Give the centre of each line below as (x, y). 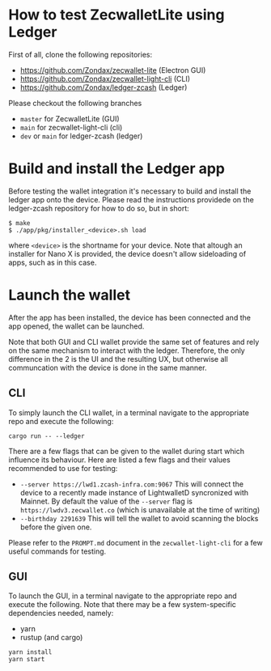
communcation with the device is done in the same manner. (108, 367)
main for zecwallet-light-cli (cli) (71, 127)
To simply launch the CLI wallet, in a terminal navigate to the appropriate (129, 412)
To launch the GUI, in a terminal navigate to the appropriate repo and (123, 596)
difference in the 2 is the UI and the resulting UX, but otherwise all (118, 359)
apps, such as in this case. (53, 262)
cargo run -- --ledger (47, 436)
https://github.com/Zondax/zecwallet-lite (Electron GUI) (113, 70)
